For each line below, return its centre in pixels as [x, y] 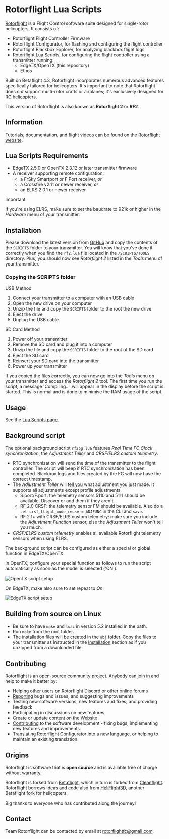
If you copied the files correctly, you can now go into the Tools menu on [80, 376]
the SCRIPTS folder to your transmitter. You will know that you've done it [79, 248]
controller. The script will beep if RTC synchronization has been [78, 468]
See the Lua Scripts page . [32, 420]
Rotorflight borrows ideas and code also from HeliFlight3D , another [75, 788]
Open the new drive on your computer [52, 303]
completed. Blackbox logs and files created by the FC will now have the [87, 474]
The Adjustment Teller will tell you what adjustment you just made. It [83, 484]
